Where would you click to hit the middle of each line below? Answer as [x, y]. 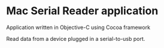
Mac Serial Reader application [82, 11]
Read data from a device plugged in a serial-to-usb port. [76, 39]
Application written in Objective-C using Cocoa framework [78, 27]
